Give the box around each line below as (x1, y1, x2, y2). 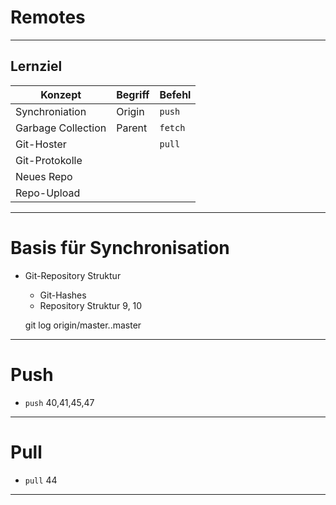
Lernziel (10, 58, 63, 75)
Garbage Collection (15, 121, 107, 135)
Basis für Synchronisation (10, 236, 230, 259)
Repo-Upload (15, 186, 81, 200)
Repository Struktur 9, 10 (39, 299, 143, 311)
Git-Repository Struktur (24, 269, 122, 281)
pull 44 (24, 474, 58, 486)
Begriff (116, 87, 150, 101)
